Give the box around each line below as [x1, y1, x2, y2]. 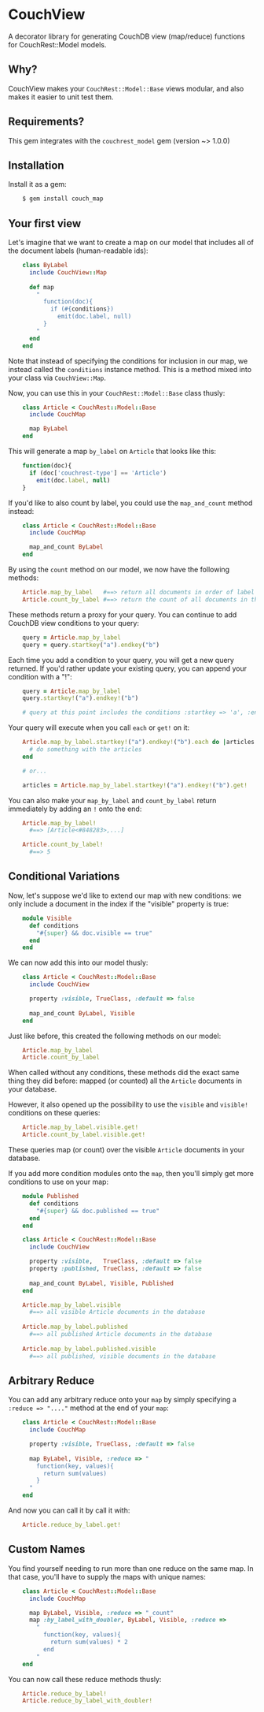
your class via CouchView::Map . [8, 373, 106, 382]
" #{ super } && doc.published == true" [36, 1207, 159, 1215]
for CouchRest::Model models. [8, 39, 107, 49]
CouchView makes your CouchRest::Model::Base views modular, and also [8, 84, 244, 93]
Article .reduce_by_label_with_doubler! [22, 1697, 153, 1705]
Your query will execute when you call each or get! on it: [8, 723, 190, 732]
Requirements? [8, 115, 85, 128]
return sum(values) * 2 [49, 1638, 128, 1646]
